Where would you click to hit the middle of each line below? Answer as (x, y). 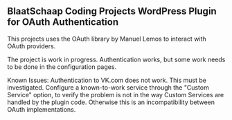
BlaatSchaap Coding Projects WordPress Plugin (112, 11)
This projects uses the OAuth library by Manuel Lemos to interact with (107, 39)
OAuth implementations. (42, 109)
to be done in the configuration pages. (62, 67)
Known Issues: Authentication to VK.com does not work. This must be (107, 80)
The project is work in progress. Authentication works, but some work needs (116, 59)
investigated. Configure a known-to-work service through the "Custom (108, 87)
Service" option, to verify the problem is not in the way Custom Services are (116, 94)
